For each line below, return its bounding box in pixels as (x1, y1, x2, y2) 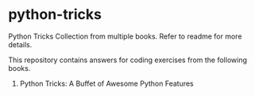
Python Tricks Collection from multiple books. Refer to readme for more (8, 31, 242, 41)
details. (8, 39, 33, 49)
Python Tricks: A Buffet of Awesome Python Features (19, 79, 195, 88)
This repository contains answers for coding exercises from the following (8, 55, 248, 65)
